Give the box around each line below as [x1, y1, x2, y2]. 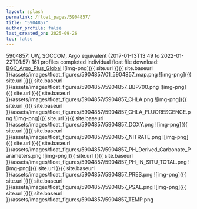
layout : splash [6, 8, 44, 15]
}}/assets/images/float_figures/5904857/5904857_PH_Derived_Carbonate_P [6, 146, 191, 153]
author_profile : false [6, 25, 62, 31]
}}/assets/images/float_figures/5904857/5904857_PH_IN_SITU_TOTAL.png [6, 158, 187, 165]
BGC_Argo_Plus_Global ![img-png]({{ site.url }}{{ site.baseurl [6, 65, 153, 71]
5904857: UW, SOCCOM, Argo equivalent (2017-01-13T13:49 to [6, 52, 160, 59]
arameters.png [6, 152, 42, 159]
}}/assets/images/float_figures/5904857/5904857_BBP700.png [6, 84, 159, 90]
